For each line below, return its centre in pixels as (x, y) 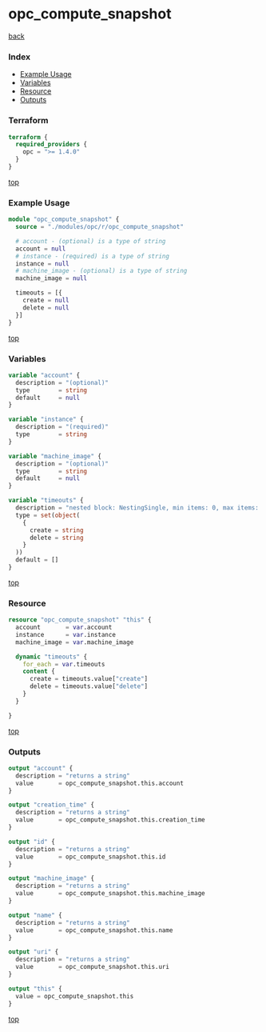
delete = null (46, 308)
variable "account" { (44, 375)
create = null (46, 301)
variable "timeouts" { (46, 501)
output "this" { (35, 989)
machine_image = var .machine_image (75, 642)
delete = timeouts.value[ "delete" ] (89, 686)
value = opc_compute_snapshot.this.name (94, 930)
